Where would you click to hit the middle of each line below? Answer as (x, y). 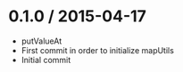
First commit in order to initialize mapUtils (98, 50)
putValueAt (42, 41)
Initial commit (46, 60)
